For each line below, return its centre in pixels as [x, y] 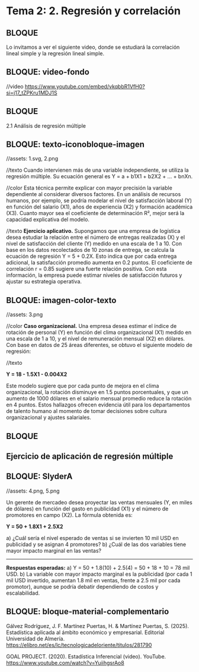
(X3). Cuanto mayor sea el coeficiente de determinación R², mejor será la [95, 213]
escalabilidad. [23, 593]
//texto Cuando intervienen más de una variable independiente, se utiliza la [97, 170]
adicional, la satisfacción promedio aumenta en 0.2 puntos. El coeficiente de [99, 263]
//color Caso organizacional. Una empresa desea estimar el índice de [92, 326]
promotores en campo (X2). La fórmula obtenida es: [70, 515]
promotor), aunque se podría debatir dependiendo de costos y [82, 586]
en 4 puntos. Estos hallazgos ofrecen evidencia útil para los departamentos [98, 405]
